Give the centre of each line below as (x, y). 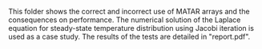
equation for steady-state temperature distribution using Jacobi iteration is (131, 28)
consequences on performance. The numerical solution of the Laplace (125, 20)
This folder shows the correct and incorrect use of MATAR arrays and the (129, 11)
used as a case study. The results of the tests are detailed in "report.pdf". (129, 36)
